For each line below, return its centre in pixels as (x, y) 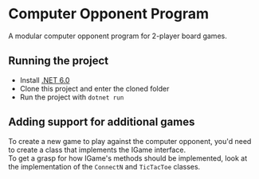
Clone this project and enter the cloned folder (94, 88)
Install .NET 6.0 (45, 80)
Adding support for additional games (102, 122)
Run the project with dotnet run (72, 97)
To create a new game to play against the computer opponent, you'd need (130, 141)
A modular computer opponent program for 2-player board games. (118, 36)
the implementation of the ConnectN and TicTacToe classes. (104, 166)
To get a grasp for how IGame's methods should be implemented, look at (128, 158)
